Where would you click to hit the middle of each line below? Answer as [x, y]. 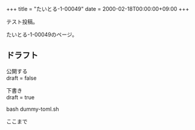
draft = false [21, 78]
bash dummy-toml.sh [33, 109]
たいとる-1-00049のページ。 [42, 34]
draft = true [21, 97]
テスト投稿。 [22, 22]
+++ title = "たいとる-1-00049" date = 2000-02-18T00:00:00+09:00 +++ [98, 9]
